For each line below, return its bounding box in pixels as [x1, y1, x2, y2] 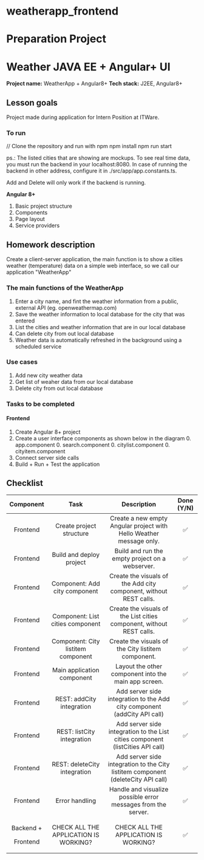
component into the [110, 669, 167, 678]
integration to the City [107, 760, 170, 768]
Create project [55, 521, 97, 530]
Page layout [15, 216, 46, 223]
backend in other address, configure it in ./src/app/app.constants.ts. [6, 167, 177, 174]
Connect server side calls [15, 454, 80, 461]
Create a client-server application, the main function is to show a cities [6, 256, 183, 263]
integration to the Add [107, 694, 170, 703]
